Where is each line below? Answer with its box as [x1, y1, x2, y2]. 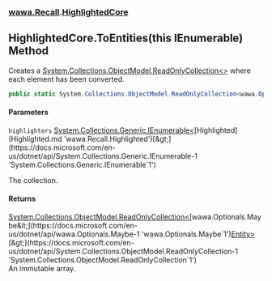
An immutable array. [8, 264, 76, 274]
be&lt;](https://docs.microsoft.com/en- [8, 221, 138, 231]
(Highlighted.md [8, 134, 62, 143]
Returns [8, 194, 36, 204]
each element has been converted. [8, 74, 125, 83]
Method [8, 44, 49, 58]
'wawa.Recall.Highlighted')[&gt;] [63, 134, 172, 143]
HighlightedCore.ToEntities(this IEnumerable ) [8, 32, 244, 45]
